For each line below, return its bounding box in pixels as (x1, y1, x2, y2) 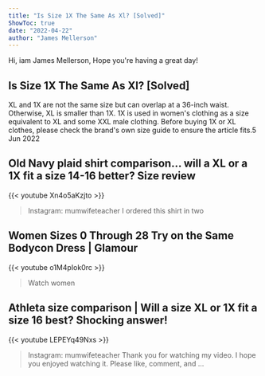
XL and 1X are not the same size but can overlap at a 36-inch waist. (8, 100, 229, 110)
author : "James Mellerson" (8, 33, 98, 42)
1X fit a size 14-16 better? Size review (8, 169, 197, 183)
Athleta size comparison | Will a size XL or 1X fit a (8, 301, 258, 315)
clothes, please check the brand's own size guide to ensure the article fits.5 (8, 125, 257, 135)
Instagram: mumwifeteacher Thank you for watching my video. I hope (27, 350, 256, 359)
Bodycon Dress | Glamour (8, 241, 138, 255)
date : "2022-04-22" (8, 26, 73, 34)
